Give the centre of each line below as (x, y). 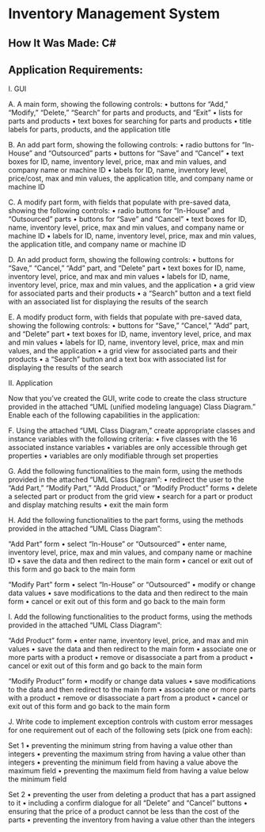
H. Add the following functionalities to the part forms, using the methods (126, 521)
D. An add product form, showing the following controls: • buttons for (121, 260)
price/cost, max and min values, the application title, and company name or (131, 178)
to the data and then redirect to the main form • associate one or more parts (132, 689)
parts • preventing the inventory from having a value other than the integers (132, 820)
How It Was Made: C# (62, 43)
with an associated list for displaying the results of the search (108, 302)
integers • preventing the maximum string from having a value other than (127, 754)
